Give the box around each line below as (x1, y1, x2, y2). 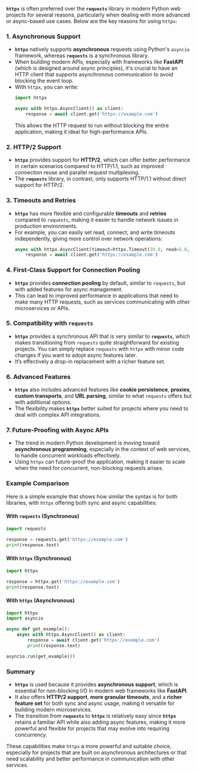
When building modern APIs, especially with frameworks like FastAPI (14, 59, 183, 66)
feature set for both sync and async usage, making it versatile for (14, 700, 175, 707)
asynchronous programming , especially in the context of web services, (14, 446, 191, 453)
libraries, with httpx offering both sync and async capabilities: (6, 499, 157, 506)
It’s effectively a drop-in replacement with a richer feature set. (14, 357, 165, 365)
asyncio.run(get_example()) (6, 653, 76, 659)
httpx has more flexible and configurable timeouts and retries (14, 210, 167, 217)
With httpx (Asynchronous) (6, 597, 75, 604)
